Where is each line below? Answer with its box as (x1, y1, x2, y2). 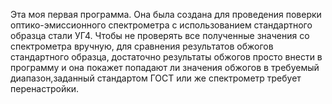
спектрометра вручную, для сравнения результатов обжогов (10, 40, 274, 52)
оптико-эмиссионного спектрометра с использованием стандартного (10, 19, 313, 31)
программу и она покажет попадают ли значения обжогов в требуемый (10, 62, 320, 73)
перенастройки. (10, 83, 80, 94)
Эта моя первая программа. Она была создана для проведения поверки (10, 9, 322, 20)
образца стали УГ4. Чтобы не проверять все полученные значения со (10, 30, 310, 41)
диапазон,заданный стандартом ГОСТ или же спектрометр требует (10, 72, 302, 84)
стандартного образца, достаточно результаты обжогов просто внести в (10, 51, 323, 63)
